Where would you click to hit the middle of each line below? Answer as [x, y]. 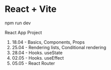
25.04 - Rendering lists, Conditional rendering [59, 47]
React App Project [23, 32]
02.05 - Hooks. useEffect [38, 58]
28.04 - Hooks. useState [37, 53]
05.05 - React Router [33, 63]
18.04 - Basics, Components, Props [48, 42]
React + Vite [31, 9]
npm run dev [18, 23]
